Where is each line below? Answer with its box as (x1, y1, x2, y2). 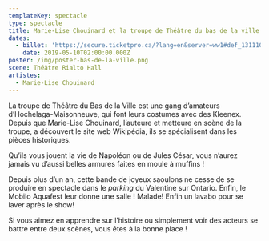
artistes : (8, 71, 42, 79)
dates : (8, 34, 30, 42)
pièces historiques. (8, 135, 71, 144)
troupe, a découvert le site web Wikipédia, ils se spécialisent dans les (8, 126, 238, 136)
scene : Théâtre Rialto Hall (8, 64, 102, 72)
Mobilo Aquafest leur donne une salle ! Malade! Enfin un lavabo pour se (8, 191, 244, 201)
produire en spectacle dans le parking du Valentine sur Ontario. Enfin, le (8, 183, 247, 192)
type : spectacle (8, 19, 62, 27)
